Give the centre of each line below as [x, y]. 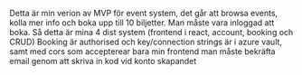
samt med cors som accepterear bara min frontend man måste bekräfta [142, 52]
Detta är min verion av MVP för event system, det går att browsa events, [144, 13]
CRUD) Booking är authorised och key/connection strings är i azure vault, [146, 42]
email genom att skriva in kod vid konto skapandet [103, 61]
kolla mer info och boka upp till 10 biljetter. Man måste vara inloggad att [142, 23]
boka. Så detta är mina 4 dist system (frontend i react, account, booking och [151, 32]
